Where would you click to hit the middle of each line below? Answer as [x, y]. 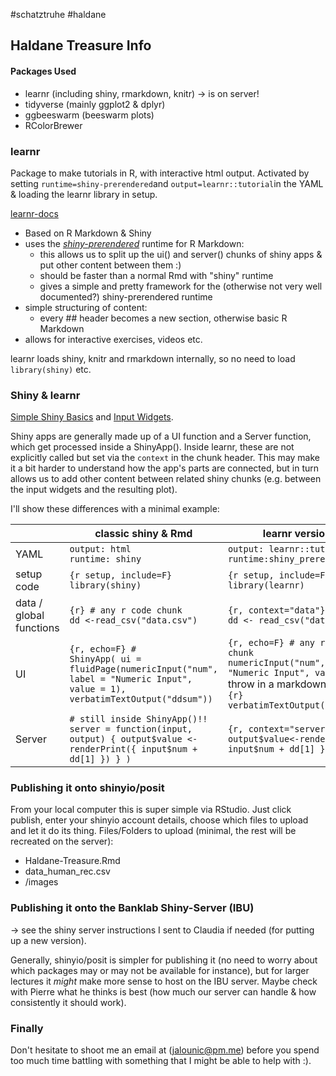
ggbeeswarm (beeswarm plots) [89, 115]
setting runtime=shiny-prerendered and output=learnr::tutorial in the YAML [167, 183]
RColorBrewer [53, 125]
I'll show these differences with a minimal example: [115, 509]
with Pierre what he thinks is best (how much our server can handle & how [163, 991]
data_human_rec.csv [67, 871]
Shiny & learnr [45, 395]
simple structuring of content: [86, 307]
